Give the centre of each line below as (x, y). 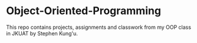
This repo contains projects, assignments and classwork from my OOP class (99, 27)
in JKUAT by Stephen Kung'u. (42, 33)
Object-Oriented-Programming (83, 11)
